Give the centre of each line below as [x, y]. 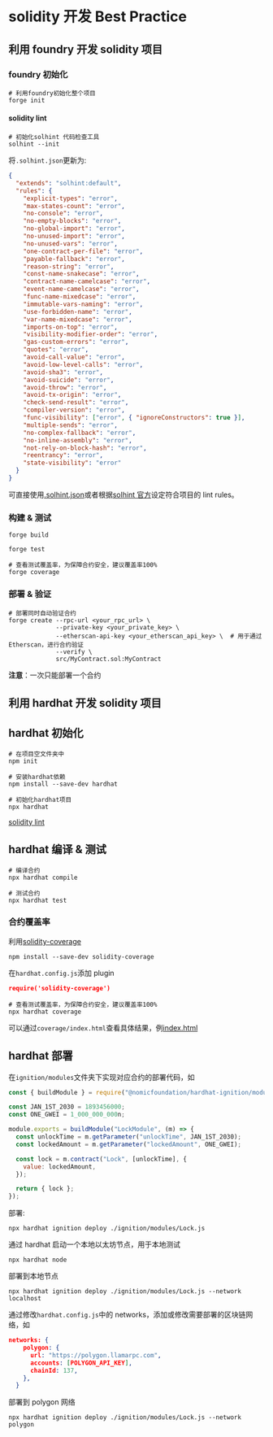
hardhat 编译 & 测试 [58, 849]
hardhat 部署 [41, 1056]
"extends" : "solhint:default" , [69, 183]
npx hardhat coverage [45, 1012]
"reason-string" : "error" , [69, 266]
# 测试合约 [24, 893]
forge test [27, 550]
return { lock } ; [45, 1189]
